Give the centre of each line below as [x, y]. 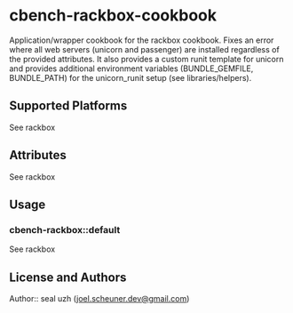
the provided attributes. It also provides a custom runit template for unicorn [146, 59]
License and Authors [68, 277]
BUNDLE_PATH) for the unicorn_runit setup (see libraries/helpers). [131, 77]
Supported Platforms [68, 106]
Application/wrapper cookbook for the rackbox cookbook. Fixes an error [142, 40]
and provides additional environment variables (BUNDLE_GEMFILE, [131, 68]
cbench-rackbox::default [65, 229]
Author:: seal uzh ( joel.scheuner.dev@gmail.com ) [99, 299]
